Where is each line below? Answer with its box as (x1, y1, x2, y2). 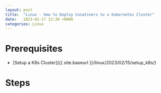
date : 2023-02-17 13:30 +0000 (5, 17, 73, 22)
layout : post (5, 7, 33, 13)
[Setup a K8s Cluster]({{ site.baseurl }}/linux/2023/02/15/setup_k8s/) (12, 60, 156, 66)
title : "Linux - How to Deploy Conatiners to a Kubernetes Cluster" (5, 12, 155, 17)
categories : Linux (5, 21, 44, 27)
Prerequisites (5, 43, 63, 54)
